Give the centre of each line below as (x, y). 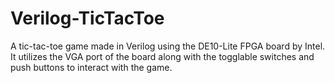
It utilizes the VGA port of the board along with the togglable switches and (162, 56)
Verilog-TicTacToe (87, 18)
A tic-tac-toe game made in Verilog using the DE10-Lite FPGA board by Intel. (168, 46)
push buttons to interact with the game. (91, 67)
